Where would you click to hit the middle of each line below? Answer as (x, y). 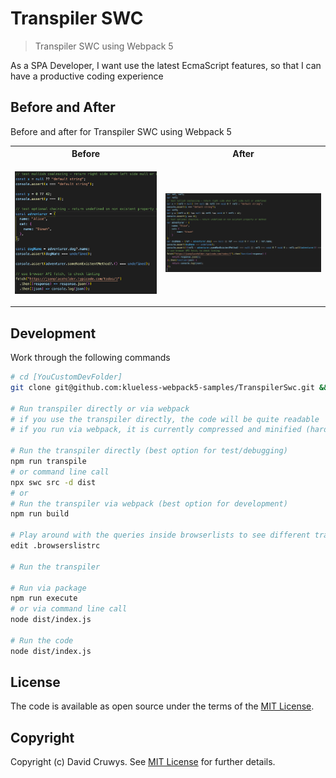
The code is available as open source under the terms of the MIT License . (162, 706)
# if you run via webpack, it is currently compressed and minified (156, 430)
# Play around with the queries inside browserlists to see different (160, 535)
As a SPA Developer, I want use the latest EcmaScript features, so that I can (166, 65)
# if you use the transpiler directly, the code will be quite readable (165, 419)
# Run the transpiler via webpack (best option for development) (149, 503)
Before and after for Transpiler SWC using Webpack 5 (121, 131)
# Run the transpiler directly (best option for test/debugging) (149, 451)
